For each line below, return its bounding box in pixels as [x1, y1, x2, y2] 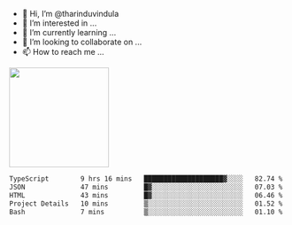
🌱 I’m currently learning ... [21, 27, 117, 37]
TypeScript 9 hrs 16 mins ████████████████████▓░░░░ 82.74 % [9, 175, 283, 183]
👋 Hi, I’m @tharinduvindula [21, 9, 119, 19]
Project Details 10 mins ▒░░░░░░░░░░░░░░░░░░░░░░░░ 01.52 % [9, 199, 283, 208]
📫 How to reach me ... [21, 47, 104, 57]
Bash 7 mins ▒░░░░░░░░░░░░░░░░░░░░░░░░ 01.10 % [9, 207, 283, 216]
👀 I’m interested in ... [21, 18, 97, 28]
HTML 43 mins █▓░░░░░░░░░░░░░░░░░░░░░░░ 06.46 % [9, 190, 283, 199]
